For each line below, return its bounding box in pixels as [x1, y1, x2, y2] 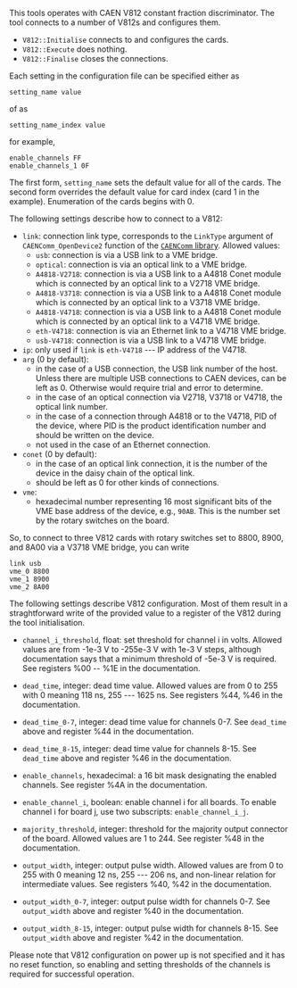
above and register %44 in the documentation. [21, 726, 194, 736]
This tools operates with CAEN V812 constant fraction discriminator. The [9, 8, 275, 18]
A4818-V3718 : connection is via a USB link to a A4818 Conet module [35, 287, 282, 298]
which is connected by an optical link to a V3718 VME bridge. [35, 297, 260, 307]
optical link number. [35, 402, 109, 411]
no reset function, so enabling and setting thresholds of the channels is [9, 959, 271, 969]
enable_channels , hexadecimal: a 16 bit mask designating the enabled [21, 770, 277, 780]
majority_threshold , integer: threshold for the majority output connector [21, 824, 288, 834]
